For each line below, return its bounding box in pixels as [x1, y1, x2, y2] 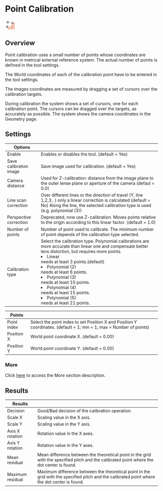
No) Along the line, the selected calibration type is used [41, 203, 151, 208]
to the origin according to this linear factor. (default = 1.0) [41, 220, 156, 225]
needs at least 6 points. [41, 269, 87, 275]
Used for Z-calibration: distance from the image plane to [41, 175, 154, 181]
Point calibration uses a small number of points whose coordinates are [5, 52, 146, 58]
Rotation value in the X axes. [37, 430, 94, 437]
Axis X [7, 428, 20, 434]
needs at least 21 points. [41, 300, 90, 306]
